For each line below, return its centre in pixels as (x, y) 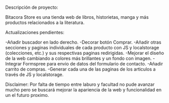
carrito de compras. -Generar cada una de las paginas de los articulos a (80, 69)
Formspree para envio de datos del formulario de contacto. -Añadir (93, 64)
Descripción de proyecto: (32, 7)
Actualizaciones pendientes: (35, 32)
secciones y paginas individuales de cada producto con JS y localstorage (82, 47)
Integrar (13, 64)
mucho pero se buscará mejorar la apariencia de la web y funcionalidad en (83, 90)
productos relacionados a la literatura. (45, 23)
